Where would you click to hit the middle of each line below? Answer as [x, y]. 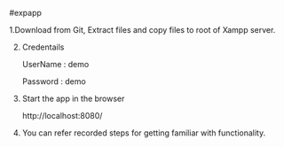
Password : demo [54, 81]
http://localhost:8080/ [62, 116]
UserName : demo [55, 64]
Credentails [43, 47]
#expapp [26, 13]
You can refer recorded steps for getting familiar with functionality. [144, 133]
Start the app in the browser [73, 98]
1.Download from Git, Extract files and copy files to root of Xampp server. [142, 30]
